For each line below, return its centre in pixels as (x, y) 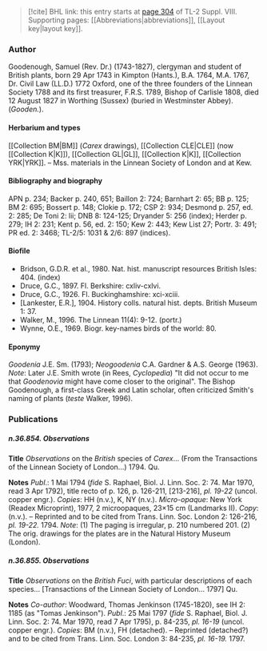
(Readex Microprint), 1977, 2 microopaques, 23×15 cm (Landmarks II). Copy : (133, 508)
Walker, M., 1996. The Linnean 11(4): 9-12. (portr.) (101, 319)
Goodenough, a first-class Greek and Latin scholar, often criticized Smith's (131, 390)
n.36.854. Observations (49, 438)
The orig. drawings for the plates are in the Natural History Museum (120, 533)
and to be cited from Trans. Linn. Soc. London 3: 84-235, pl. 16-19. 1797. (127, 638)
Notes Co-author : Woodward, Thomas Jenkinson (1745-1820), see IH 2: (127, 605)
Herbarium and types (45, 127)
